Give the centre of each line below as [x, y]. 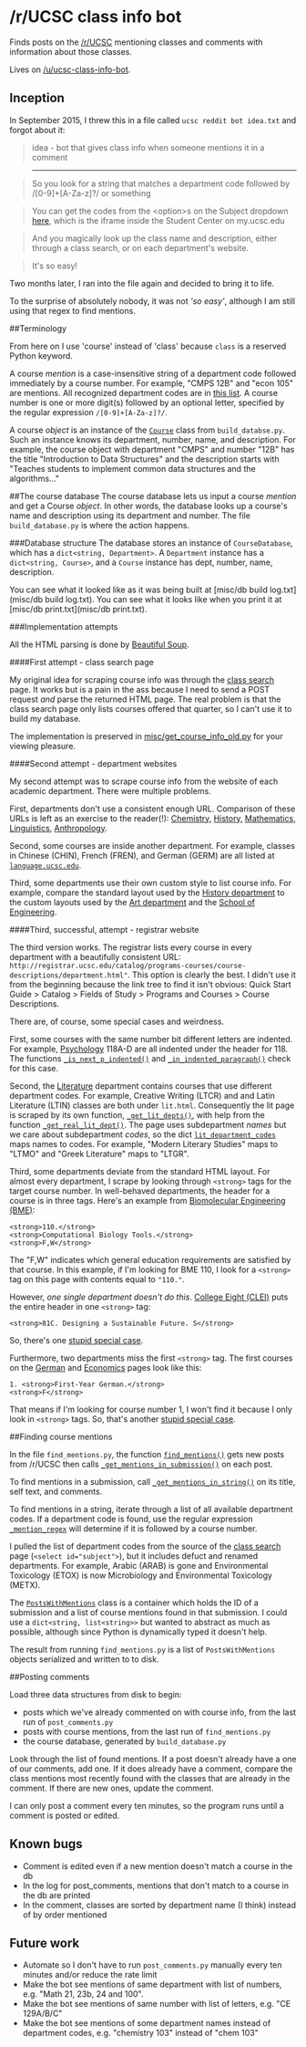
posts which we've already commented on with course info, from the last [159, 1712]
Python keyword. [41, 355]
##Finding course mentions [61, 1436]
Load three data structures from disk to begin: [96, 1694]
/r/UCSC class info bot [96, 17]
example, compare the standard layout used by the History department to [147, 893]
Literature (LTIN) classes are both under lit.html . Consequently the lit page [152, 1105]
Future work [45, 1943]
